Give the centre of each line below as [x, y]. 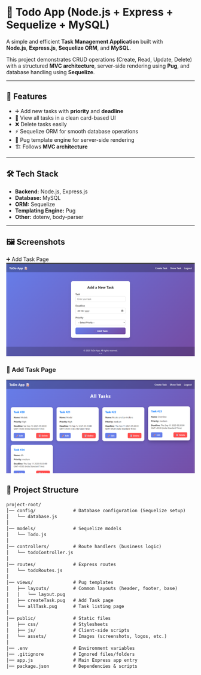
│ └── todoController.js [40, 552]
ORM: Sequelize [35, 204]
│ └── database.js [32, 516]
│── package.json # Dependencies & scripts [72, 666]
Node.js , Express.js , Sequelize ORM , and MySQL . [69, 48]
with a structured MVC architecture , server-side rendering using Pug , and [98, 66]
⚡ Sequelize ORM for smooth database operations [77, 131]
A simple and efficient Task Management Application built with [85, 41]
